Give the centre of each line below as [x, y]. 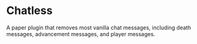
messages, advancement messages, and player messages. [81, 34]
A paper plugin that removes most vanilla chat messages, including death [99, 28]
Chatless [30, 11]
